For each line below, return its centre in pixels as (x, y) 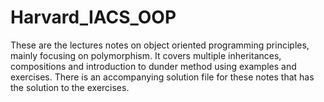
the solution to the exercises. (70, 87)
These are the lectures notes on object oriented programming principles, (160, 45)
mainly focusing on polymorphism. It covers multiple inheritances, (146, 55)
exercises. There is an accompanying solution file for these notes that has (162, 77)
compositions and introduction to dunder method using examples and (153, 66)
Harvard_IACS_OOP (93, 17)
